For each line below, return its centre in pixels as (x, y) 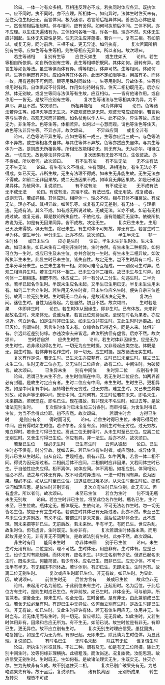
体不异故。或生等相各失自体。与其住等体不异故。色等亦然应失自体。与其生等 (82, 142)
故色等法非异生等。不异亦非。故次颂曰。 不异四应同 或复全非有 (77, 130)
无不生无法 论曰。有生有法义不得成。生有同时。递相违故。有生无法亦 (79, 167)
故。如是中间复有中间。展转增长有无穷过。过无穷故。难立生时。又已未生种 (80, 389)
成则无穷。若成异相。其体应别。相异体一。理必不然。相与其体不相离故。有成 (82, 198)
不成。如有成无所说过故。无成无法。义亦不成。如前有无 (99, 210)
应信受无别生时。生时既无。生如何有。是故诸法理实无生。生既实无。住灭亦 (80, 659)
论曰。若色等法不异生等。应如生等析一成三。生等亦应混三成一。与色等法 (87, 136)
